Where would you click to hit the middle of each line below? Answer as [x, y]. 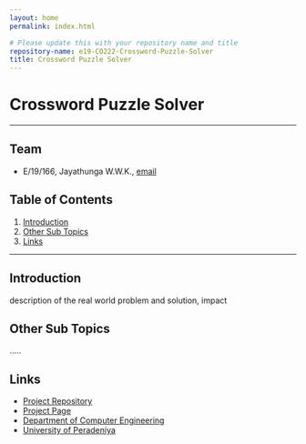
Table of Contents [61, 200]
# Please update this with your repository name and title [124, 43]
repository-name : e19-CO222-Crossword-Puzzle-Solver [112, 51]
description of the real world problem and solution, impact [118, 300]
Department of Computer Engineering [93, 420]
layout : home [34, 18]
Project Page [46, 411]
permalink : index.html [52, 26]
